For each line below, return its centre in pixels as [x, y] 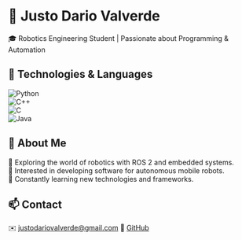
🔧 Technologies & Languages [81, 74]
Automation [27, 50]
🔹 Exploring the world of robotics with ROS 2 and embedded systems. [121, 162]
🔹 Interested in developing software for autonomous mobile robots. [117, 170]
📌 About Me [37, 144]
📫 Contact [35, 204]
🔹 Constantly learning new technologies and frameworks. [101, 179]
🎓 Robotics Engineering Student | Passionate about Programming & [119, 38]
